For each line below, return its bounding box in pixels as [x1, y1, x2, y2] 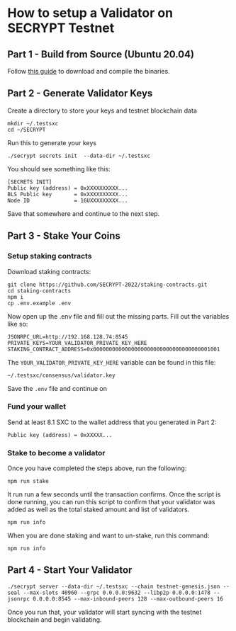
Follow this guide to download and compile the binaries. [7, 67, 170, 75]
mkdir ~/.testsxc [7, 120, 59, 127]
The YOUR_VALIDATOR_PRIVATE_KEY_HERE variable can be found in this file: [7, 358, 216, 366]
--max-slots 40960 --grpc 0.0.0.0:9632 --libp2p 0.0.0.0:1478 [23, 589, 211, 596]
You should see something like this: [7, 164, 111, 173]
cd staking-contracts [7, 287, 72, 295]
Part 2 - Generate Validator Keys [7, 87, 153, 100]
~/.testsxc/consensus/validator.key [7, 372, 116, 379]
